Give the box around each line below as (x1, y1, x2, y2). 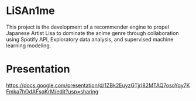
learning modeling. (6, 42, 51, 49)
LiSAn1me (6, 4, 55, 18)
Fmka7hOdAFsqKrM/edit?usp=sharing (6, 88, 99, 95)
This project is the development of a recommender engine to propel (6, 23, 170, 30)
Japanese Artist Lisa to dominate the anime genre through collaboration (6, 29, 180, 36)
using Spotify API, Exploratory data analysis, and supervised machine (6, 36, 174, 43)
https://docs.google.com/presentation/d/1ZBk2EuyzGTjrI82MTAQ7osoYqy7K (6, 82, 190, 89)
